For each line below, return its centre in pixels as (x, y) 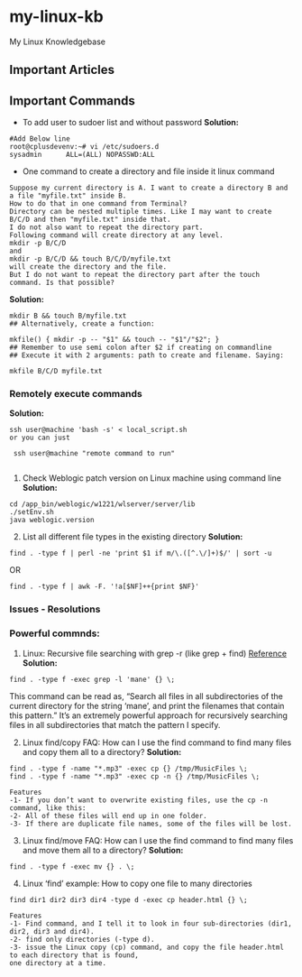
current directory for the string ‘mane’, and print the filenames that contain (147, 705)
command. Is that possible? (62, 283)
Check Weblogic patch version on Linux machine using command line (152, 478)
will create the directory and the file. (88, 267)
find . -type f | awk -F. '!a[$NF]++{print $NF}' (105, 587)
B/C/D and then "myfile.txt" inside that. (90, 220)
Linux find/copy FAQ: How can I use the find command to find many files (157, 742)
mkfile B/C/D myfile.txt (56, 372)
